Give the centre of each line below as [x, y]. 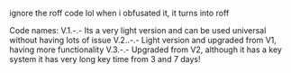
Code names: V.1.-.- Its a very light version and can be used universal [138, 30]
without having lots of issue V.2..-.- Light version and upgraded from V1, [143, 40]
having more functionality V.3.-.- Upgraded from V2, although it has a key [145, 50]
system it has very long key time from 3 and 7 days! [105, 59]
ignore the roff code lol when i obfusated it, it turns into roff [119, 13]
